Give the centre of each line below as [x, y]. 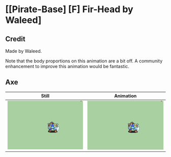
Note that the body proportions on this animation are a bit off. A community [84, 61]
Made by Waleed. [24, 51]
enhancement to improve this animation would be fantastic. [67, 66]
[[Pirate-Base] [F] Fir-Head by [69, 9]
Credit [15, 39]
